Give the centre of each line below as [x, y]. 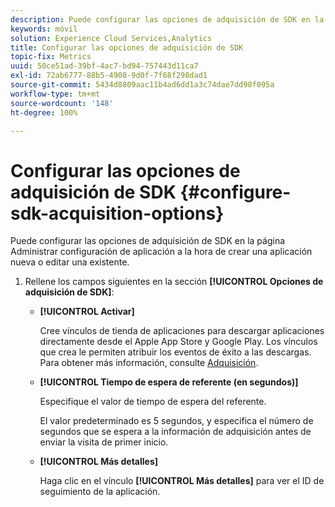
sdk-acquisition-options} [117, 213]
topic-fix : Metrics [51, 57]
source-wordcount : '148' [62, 103]
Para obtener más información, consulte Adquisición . [149, 363]
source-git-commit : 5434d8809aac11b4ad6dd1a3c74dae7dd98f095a [142, 85]
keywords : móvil [44, 29]
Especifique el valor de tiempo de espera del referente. [153, 402]
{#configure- [235, 192]
